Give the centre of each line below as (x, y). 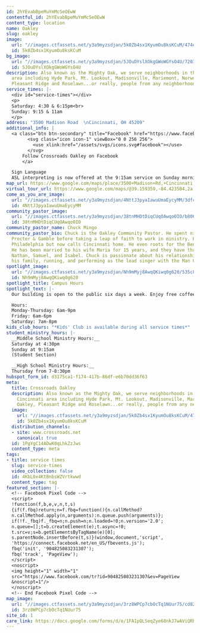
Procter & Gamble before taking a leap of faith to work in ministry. (101, 239)
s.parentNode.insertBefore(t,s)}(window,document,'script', (87, 538)
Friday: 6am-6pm (32, 316)
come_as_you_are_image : (36, 194)
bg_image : (18, 56)
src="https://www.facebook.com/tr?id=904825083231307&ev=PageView (96, 576)
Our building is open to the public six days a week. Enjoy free (94, 294)
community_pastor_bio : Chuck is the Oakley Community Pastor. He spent (97, 233)
